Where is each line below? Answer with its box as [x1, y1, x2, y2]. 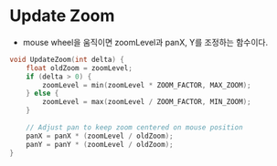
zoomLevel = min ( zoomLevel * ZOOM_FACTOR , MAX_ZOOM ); [42, 80, 251, 89]
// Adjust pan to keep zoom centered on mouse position [26, 122, 244, 132]
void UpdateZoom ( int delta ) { [9, 55, 125, 64]
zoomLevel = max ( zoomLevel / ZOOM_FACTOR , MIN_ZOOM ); [42, 98, 251, 107]
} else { [26, 88, 59, 99]
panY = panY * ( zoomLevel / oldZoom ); [26, 140, 174, 149]
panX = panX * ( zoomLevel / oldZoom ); [26, 131, 174, 140]
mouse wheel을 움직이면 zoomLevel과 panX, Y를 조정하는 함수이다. [22, 36, 268, 47]
